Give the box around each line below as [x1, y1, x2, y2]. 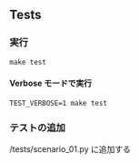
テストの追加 [9, 121, 66, 134]
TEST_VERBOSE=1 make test [9, 98, 107, 107]
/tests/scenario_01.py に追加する [9, 144, 132, 155]
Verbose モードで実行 [9, 77, 93, 89]
